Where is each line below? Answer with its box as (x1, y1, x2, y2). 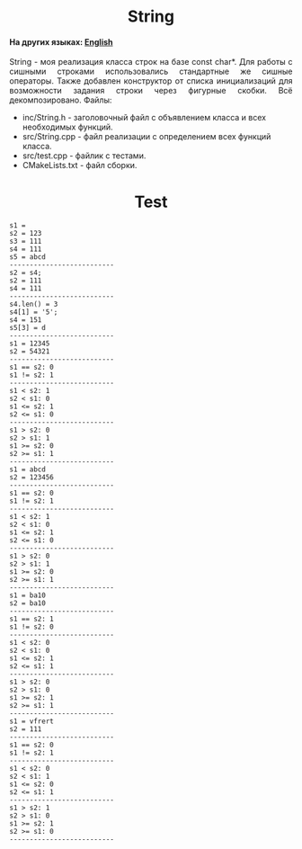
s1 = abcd (9, 465, 47, 474)
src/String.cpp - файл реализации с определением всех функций (22, 131, 271, 142)
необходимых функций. (22, 121, 114, 132)
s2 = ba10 (9, 599, 47, 608)
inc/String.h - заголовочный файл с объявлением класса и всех (22, 112, 267, 123)
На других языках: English (9, 36, 114, 47)
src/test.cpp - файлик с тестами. (22, 150, 147, 161)
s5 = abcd (9, 253, 47, 262)
